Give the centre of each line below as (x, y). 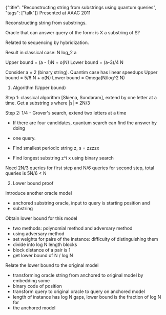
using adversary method (38, 234)
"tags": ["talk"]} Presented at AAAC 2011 (48, 13)
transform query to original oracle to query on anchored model (79, 291)
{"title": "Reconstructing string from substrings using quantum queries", (81, 7)
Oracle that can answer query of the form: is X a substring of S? (72, 32)
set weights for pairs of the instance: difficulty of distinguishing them (85, 239)
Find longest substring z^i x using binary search (63, 158)
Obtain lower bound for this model (42, 218)
